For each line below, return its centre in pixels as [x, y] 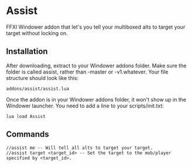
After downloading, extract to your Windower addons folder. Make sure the [96, 65]
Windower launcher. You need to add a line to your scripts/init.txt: [85, 106]
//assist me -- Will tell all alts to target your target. [80, 148]
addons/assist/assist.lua [37, 89]
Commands [28, 135]
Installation [27, 52]
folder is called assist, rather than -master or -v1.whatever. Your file [87, 72]
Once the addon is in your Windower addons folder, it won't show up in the [96, 99]
